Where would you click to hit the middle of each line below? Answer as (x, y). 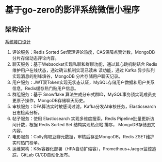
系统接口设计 (18, 42)
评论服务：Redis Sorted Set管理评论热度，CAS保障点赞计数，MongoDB (83, 52)
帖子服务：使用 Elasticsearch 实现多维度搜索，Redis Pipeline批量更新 (81, 118)
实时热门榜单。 (27, 143)
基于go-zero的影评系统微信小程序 (73, 10)
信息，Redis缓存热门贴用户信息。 (45, 88)
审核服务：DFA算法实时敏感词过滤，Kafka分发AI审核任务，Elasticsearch (84, 106)
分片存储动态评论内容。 (35, 58)
